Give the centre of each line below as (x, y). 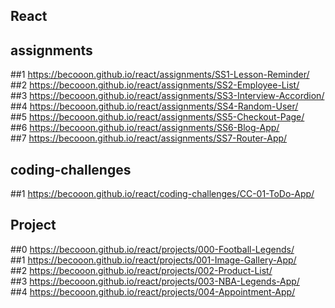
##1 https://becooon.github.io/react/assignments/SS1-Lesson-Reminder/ (160, 75)
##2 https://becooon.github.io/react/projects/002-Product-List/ (141, 270)
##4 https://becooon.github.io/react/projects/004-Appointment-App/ (153, 291)
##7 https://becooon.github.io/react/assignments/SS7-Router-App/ (149, 138)
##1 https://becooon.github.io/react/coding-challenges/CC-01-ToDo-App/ (162, 194)
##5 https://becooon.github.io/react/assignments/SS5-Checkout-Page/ (157, 117)
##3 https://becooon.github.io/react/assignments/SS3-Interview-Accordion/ (167, 96)
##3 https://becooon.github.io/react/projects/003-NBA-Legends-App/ (155, 281)
